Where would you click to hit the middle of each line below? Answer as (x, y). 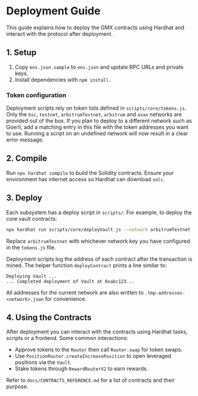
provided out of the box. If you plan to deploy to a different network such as (99, 121)
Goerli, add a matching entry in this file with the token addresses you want (98, 127)
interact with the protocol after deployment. (60, 33)
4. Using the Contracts (49, 317)
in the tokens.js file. (31, 247)
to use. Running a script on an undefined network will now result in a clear (97, 134)
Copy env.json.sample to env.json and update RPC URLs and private (99, 67)
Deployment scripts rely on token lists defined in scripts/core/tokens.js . (96, 108)
